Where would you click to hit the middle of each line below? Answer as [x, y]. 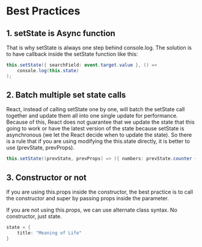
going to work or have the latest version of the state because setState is [95, 129]
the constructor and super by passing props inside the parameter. [88, 198]
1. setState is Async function [61, 33]
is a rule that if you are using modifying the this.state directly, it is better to [98, 141]
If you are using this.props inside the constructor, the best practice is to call [100, 192]
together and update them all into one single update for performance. [92, 116]
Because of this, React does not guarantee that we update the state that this [100, 122]
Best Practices [43, 11]
